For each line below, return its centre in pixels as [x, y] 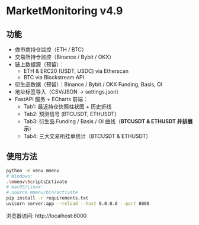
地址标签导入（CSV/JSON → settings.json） [68, 92]
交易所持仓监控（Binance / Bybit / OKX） [65, 57]
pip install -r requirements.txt [47, 198]
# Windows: [20, 176]
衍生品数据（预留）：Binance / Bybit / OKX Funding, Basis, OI [89, 84]
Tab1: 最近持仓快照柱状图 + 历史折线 [68, 107]
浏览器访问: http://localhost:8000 [46, 216]
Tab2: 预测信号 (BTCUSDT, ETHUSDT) [70, 114]
